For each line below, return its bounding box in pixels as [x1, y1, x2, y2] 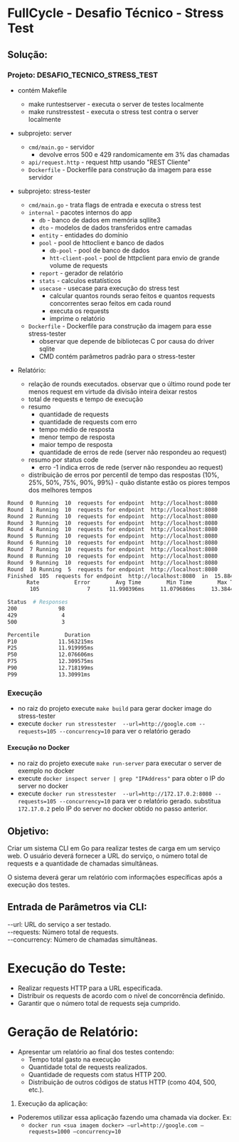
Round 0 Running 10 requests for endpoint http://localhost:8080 [7, 499, 218, 507]
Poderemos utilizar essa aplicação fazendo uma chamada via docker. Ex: [17, 1113, 232, 1121]
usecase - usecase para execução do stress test [38, 284, 180, 292]
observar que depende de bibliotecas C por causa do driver [38, 336, 215, 345]
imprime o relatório [49, 314, 105, 322]
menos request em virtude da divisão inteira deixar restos [28, 387, 198, 396]
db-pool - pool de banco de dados [49, 246, 150, 254]
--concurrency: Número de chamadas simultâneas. [7, 935, 158, 944]
